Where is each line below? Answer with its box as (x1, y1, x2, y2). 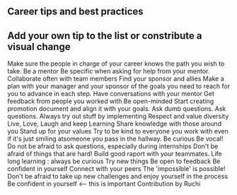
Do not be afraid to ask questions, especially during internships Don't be (7, 142, 219, 150)
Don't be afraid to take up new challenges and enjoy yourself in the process (7, 172, 229, 181)
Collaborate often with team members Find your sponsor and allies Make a (7, 74, 224, 83)
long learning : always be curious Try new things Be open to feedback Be (7, 157, 221, 165)
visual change (7, 40, 71, 52)
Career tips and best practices (7, 6, 144, 18)
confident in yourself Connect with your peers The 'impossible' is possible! (7, 165, 226, 173)
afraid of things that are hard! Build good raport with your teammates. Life (7, 150, 223, 158)
